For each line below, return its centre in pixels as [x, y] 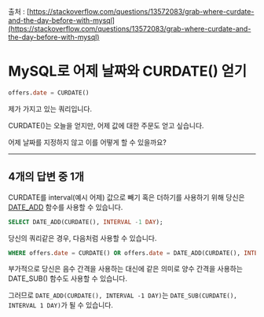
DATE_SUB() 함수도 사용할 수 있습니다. [68, 278]
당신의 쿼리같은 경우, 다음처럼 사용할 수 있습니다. [82, 238]
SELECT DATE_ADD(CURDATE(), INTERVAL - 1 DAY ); [86, 222]
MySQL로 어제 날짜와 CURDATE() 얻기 [128, 71]
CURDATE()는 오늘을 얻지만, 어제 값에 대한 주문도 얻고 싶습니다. [106, 125]
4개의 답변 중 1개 [46, 177]
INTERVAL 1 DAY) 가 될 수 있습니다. [61, 305]
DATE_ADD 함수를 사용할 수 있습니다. [66, 207]
